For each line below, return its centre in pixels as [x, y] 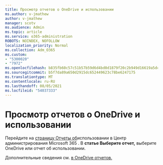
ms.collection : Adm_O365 [30, 50]
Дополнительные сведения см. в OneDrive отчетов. [59, 158]
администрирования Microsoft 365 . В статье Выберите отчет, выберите [81, 143]
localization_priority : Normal [37, 45]
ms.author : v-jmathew [27, 14]
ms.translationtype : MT [29, 77]
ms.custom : [16, 54]
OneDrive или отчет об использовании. [45, 149]
